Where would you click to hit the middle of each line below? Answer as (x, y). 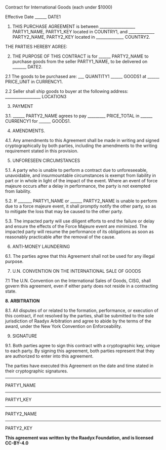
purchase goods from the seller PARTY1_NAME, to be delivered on (80, 61)
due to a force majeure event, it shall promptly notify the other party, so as (81, 206)
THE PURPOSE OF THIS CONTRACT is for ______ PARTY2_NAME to (81, 56)
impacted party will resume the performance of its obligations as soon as (80, 231)
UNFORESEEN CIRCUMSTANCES (46, 160)
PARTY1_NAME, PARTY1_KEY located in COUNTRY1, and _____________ (83, 32)
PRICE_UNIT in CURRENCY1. (34, 82)
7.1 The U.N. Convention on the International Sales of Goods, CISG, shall (78, 281)
